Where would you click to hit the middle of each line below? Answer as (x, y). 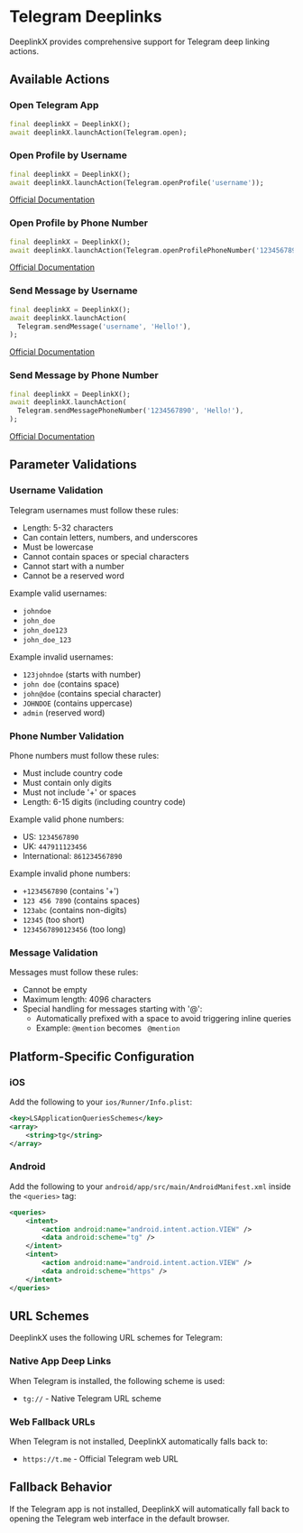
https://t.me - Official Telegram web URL (100, 1458)
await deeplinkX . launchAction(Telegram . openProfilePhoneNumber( (133, 250)
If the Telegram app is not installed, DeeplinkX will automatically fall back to (150, 1509)
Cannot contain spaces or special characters (106, 556)
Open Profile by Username (69, 155)
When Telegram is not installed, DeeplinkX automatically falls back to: (138, 1441)
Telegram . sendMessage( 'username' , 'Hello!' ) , (105, 327)
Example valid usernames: (58, 593)
